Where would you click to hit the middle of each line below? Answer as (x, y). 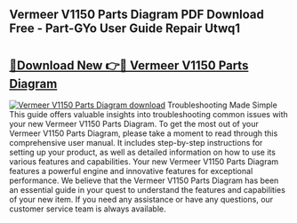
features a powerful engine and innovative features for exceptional (131, 171)
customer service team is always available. (88, 209)
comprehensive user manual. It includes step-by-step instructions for (136, 143)
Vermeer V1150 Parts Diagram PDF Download (136, 15)
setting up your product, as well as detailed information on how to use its (142, 152)
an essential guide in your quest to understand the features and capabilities (148, 190)
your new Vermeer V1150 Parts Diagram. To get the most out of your (134, 124)
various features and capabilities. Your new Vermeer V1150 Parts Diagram (144, 162)
